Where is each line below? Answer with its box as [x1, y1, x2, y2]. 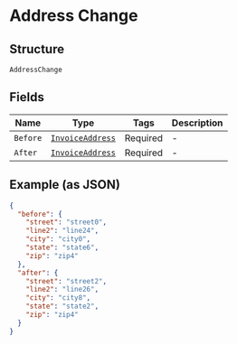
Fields [9, 89, 45, 105]
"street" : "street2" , [25, 276, 107, 285]
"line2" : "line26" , [25, 285, 100, 294]
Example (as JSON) [9, 177, 120, 192]
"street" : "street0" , [25, 218, 107, 227]
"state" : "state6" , [25, 243, 100, 252]
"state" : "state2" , [25, 302, 100, 311]
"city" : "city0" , [25, 235, 91, 244]
